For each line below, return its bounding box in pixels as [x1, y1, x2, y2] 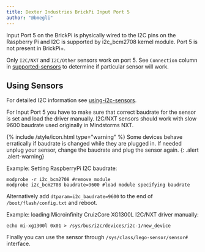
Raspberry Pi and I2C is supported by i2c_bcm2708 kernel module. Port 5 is [6, 38, 198, 45]
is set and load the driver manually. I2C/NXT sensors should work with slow [6, 115, 197, 122]
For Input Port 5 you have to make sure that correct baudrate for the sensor [6, 108, 196, 116]
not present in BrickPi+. [6, 44, 66, 52]
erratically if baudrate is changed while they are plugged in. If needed [6, 140, 182, 147]
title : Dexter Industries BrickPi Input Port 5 [6, 9, 130, 15]
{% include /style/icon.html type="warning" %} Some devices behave [6, 133, 183, 141]
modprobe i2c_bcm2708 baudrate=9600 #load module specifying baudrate [6, 182, 190, 188]
